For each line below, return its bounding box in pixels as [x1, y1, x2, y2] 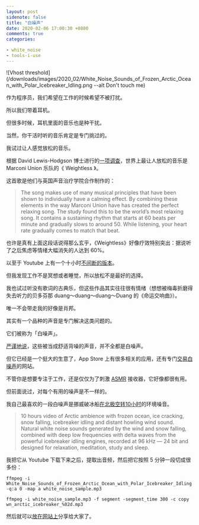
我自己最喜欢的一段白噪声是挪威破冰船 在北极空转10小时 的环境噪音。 [6, 400, 173, 407]
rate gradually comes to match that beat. [20, 227, 120, 234]
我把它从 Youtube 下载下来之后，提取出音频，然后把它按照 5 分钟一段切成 [6, 456, 186, 463]
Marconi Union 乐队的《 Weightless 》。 [6, 164, 102, 171]
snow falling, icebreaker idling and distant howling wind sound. [20, 419, 175, 426]
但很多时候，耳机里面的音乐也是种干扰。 [6, 119, 105, 126]
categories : [6, 36, 36, 42]
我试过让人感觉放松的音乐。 [6, 144, 74, 152]
